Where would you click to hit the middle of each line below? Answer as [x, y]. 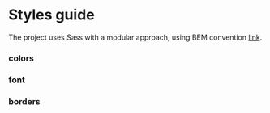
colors [21, 58]
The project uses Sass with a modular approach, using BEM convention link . [135, 37]
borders [24, 101]
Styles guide [51, 15]
